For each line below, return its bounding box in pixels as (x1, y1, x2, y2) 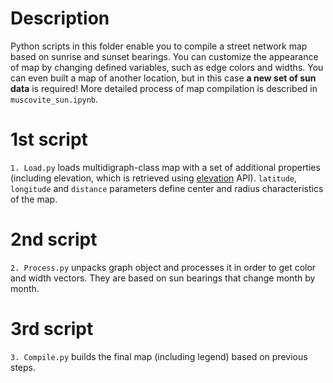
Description (10, 7, 110, 30)
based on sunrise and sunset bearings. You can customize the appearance (10, 50, 319, 62)
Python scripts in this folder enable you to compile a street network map (10, 40, 308, 52)
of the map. (10, 193, 58, 205)
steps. (10, 361, 36, 373)
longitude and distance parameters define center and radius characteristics (10, 182, 324, 194)
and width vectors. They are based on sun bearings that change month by (10, 272, 316, 284)
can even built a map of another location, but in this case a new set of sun (10, 72, 317, 84)
